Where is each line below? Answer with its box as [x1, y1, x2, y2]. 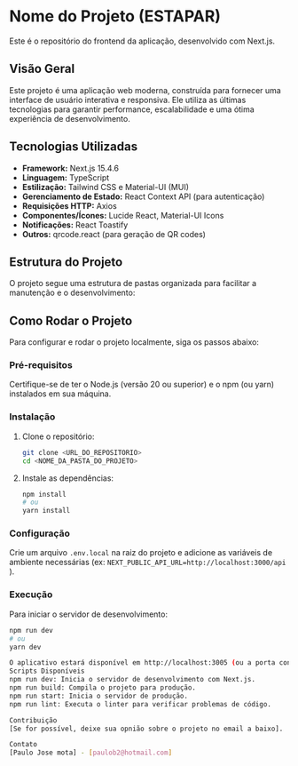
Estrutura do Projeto [9, 254, 123, 269]
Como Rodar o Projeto [9, 313, 133, 328]
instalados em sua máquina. [9, 388, 112, 399]
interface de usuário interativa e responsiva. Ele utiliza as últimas [9, 94, 247, 105]
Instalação [9, 411, 56, 423]
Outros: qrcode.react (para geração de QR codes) [21, 228, 207, 239]
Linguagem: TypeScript [21, 172, 110, 183]
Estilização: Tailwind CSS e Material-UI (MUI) [21, 181, 189, 192]
